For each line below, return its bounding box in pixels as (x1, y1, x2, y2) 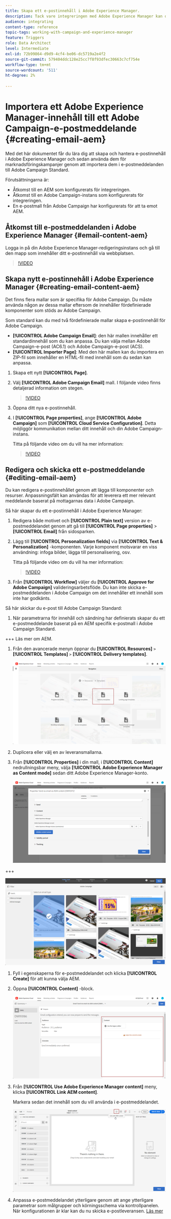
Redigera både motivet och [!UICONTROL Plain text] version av (12, 518, 147, 524)
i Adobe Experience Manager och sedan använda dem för (5, 156, 126, 162)
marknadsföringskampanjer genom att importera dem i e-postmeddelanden (5, 161, 164, 167)
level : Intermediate (5, 46, 49, 51)
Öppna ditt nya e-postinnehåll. (12, 404, 77, 411)
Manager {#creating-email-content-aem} (5, 283, 140, 291)
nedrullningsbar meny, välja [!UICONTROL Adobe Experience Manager (12, 765, 163, 771)
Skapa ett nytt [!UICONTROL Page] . (12, 370, 88, 376)
